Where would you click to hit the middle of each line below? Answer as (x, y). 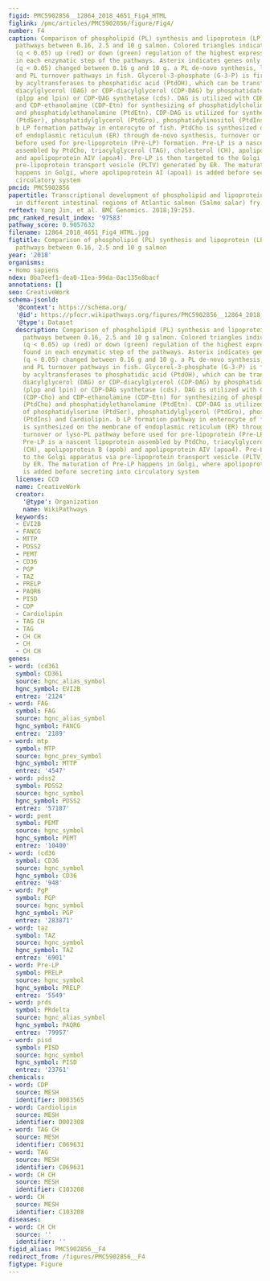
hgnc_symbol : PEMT (47, 838)
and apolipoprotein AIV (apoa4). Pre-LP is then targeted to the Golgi (138, 158)
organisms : (27, 262)
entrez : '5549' (41, 995)
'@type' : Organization (61, 502)
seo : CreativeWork (39, 293)
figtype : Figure (35, 1264)
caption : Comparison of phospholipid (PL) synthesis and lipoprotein (127, 38)
